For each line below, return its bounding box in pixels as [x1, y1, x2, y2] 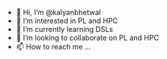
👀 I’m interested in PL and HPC [15, 16, 119, 26]
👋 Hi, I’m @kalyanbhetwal [15, 8, 101, 17]
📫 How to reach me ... [15, 42, 91, 51]
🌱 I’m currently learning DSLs [15, 25, 114, 33]
